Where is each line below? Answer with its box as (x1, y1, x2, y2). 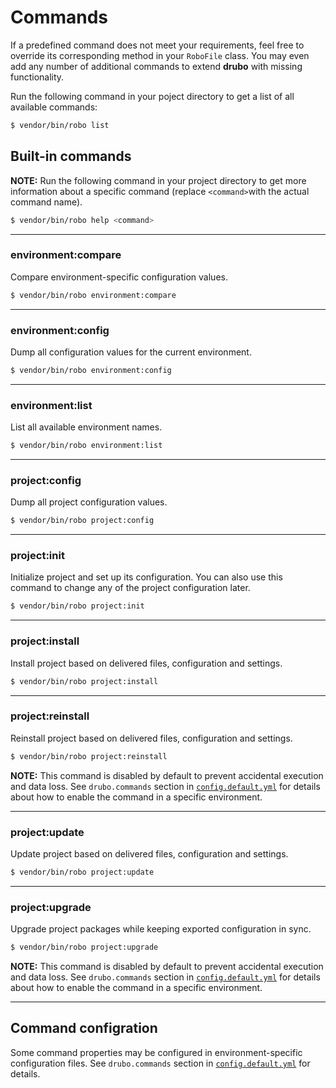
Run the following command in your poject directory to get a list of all (10, 90, 295, 102)
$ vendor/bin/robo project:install (10, 676, 159, 686)
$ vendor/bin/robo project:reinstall (10, 751, 168, 761)
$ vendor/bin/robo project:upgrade (10, 942, 159, 953)
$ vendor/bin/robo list (10, 120, 110, 130)
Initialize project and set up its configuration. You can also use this (10, 571, 283, 583)
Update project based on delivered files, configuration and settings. (10, 848, 289, 860)
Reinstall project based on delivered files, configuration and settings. (10, 732, 293, 744)
